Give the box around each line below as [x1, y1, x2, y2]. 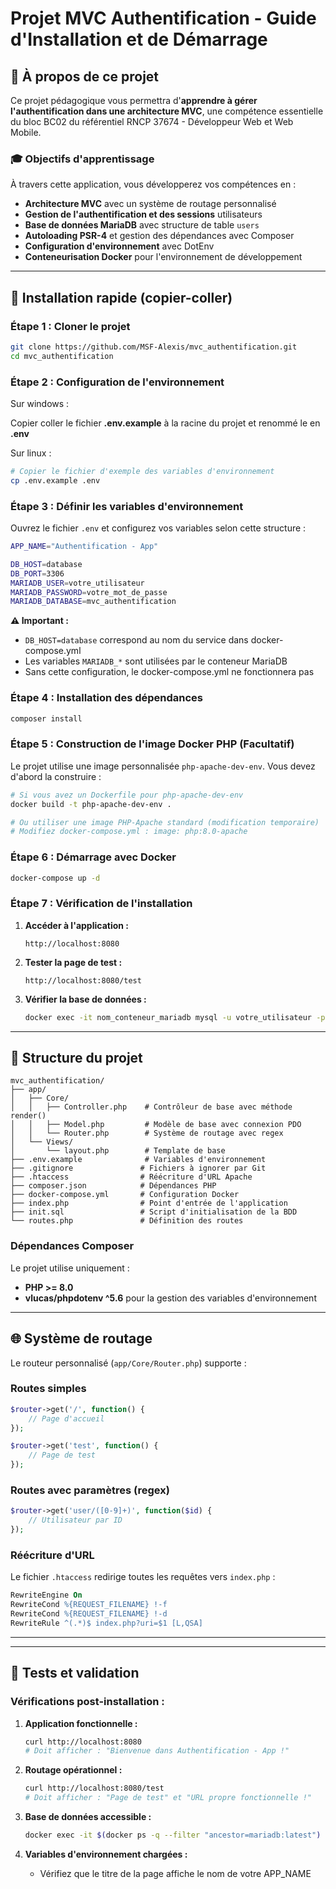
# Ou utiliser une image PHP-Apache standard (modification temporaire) [10, 817, 320, 827]
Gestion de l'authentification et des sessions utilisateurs [24, 208, 263, 221]
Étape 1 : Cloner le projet [10, 319, 131, 333]
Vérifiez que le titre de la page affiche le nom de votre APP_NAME [39, 1867, 312, 1879]
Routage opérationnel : [24, 1764, 123, 1776]
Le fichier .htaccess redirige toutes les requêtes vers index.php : [10, 1571, 276, 1583]
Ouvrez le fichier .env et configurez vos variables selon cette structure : [10, 522, 307, 534]
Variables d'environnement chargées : [24, 1848, 188, 1860]
